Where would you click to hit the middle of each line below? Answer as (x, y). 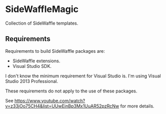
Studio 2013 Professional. (32, 81)
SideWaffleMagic (42, 9)
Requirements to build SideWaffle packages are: (55, 51)
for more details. (137, 106)
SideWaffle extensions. (36, 61)
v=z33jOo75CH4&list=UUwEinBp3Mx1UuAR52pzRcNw (62, 106)
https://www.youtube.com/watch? (50, 100)
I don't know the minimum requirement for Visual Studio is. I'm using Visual (83, 76)
